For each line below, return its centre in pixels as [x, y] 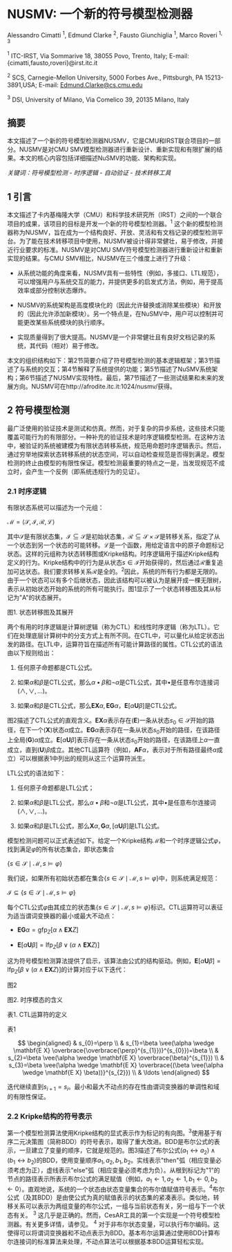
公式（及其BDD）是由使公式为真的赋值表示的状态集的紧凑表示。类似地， [110, 1197]
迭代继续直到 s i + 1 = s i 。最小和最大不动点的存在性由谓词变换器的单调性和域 [113, 1088]
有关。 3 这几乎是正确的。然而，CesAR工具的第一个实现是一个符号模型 [114, 1214]
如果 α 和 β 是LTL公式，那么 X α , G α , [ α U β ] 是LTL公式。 [90, 826]
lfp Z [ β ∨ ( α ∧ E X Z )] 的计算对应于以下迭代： [67, 970]
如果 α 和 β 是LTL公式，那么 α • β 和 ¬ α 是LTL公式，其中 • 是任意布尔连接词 [116, 802]
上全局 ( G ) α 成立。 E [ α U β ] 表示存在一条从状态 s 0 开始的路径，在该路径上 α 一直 [114, 741]
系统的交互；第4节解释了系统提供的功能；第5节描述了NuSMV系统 [118, 369]
